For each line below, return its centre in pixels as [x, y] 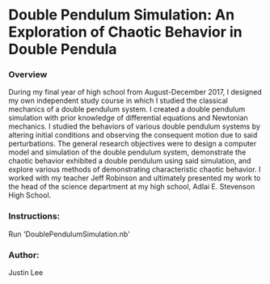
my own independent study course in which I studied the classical [118, 101]
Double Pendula [63, 49]
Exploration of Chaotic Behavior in [125, 32]
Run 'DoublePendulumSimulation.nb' [70, 234]
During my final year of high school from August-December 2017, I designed [135, 92]
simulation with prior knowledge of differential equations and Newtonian [128, 118]
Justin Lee [26, 273]
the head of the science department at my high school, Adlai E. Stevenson [132, 187]
